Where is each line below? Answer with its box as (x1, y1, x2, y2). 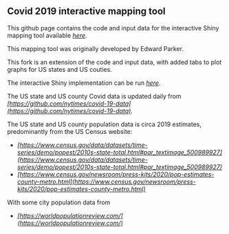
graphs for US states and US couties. (7, 65, 112, 73)
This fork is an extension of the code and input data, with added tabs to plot (7, 58, 222, 66)
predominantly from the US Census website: (7, 127, 133, 135)
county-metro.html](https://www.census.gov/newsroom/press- (17, 177, 196, 186)
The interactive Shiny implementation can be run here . (7, 79, 161, 87)
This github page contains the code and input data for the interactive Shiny (7, 23, 219, 32)
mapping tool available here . (7, 31, 87, 39)
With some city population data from (7, 198, 111, 206)
